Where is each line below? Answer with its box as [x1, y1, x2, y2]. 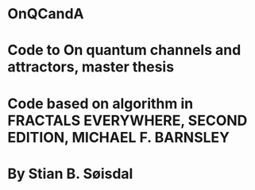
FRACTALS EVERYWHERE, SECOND [7, 111, 248, 130]
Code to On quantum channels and [7, 41, 241, 60]
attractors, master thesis [7, 58, 175, 76]
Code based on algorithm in [7, 95, 194, 112]
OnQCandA [7, 5, 84, 23]
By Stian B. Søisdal [7, 165, 133, 183]
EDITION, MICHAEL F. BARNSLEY [7, 128, 230, 146]
